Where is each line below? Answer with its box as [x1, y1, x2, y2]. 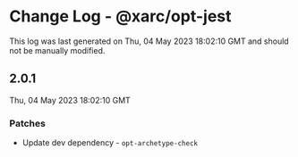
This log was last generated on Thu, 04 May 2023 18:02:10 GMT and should [9, 36, 289, 46]
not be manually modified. [9, 45, 106, 55]
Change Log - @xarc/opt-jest [9, 6, 232, 27]
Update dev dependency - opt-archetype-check [21, 137, 199, 148]
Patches [9, 117, 47, 129]
